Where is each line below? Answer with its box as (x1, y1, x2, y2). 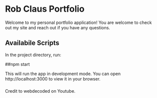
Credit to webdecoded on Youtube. (5, 88, 76, 94)
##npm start (5, 61, 30, 67)
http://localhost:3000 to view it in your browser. (5, 76, 101, 81)
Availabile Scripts (5, 39, 59, 47)
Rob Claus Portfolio (5, 3, 85, 15)
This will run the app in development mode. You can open (5, 71, 121, 77)
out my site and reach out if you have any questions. (5, 24, 111, 30)
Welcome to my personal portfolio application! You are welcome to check (5, 20, 152, 25)
